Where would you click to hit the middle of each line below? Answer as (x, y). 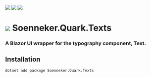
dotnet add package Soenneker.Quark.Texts (50, 70)
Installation (23, 59)
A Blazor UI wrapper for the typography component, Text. (76, 43)
